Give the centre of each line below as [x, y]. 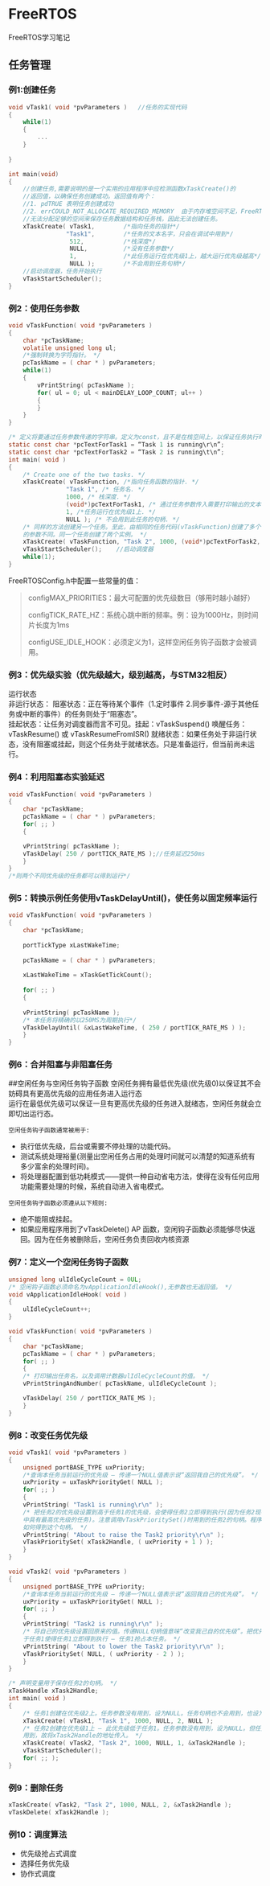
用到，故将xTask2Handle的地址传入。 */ [83, 1736]
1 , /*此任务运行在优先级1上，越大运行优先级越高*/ [165, 257]
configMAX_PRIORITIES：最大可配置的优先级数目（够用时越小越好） [141, 598]
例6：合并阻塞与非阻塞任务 [60, 1065]
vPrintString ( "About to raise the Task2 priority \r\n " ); [124, 1535]
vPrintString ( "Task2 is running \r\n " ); [93, 1624]
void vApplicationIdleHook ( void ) [68, 1294]
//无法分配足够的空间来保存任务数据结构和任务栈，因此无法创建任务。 [122, 219]
